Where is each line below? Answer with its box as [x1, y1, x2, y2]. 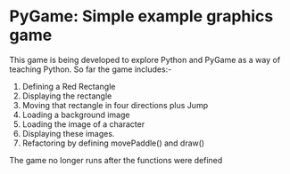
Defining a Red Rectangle [21, 81, 116, 91]
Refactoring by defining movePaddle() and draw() [21, 138, 205, 148]
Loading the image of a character [21, 118, 145, 130]
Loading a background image [21, 109, 130, 120]
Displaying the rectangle [21, 91, 112, 101]
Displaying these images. [21, 128, 115, 138]
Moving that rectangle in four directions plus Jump [21, 99, 208, 110]
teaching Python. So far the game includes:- [9, 64, 172, 75]
